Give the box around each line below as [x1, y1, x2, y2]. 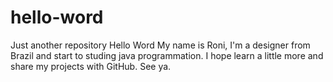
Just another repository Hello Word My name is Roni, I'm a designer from [10, 39, 311, 51]
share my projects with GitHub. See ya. [10, 60, 172, 72]
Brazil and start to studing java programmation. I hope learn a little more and [10, 49, 324, 61]
